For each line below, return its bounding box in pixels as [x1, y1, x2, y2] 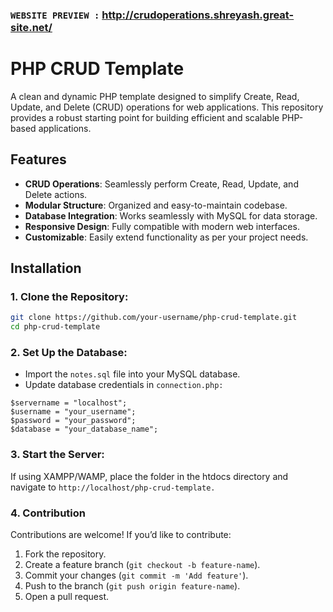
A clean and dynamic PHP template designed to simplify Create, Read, [10, 90, 300, 102]
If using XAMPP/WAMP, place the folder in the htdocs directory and [10, 470, 289, 482]
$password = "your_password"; [10, 416, 137, 426]
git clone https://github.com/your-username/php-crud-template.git [10, 313, 298, 323]
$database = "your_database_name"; [10, 424, 159, 435]
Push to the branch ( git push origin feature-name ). [24, 580, 241, 592]
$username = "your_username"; [10, 407, 137, 417]
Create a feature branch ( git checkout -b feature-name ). [24, 559, 261, 570]
